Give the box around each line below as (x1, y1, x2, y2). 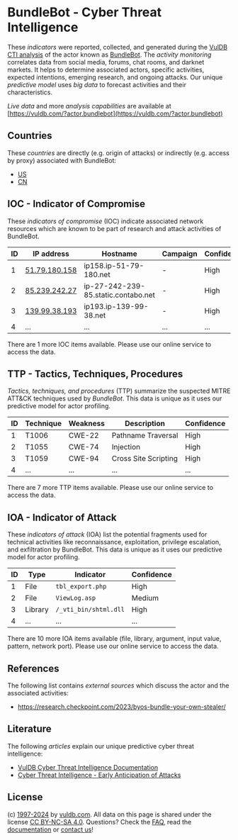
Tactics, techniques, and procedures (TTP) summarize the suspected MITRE (7, 387, 231, 396)
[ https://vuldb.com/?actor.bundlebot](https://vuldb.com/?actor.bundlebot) (7, 109, 223, 118)
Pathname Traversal (111, 430, 178, 440)
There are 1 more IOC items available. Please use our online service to (7, 340, 211, 348)
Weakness (68, 419, 105, 429)
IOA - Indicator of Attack (7, 511, 117, 523)
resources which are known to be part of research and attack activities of (7, 224, 222, 233)
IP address (33, 249, 69, 259)
